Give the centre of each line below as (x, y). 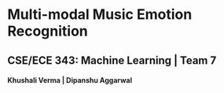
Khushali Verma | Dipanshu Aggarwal (70, 80)
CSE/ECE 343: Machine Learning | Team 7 (112, 60)
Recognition (48, 31)
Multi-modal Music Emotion (100, 15)
